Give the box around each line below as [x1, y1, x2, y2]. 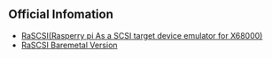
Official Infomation [8, 7, 114, 22]
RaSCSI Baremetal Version [20, 40, 118, 50]
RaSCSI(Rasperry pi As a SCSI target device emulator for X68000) [20, 30, 263, 40]
